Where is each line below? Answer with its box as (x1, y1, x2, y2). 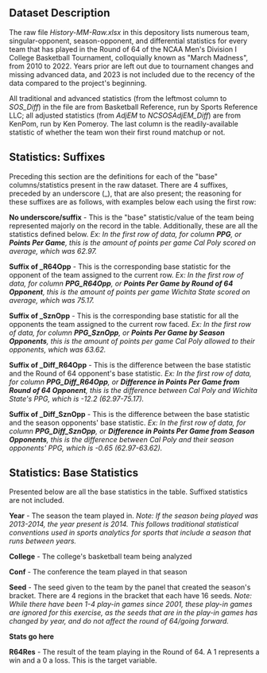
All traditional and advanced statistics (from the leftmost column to (9, 93, 227, 103)
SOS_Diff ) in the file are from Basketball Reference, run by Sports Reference (9, 102, 258, 111)
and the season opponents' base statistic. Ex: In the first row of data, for (9, 418, 246, 427)
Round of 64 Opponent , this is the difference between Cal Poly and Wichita (9, 385, 257, 395)
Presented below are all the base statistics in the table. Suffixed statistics (9, 487, 249, 496)
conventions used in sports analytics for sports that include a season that (9, 528, 251, 538)
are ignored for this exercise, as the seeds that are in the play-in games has (9, 608, 258, 617)
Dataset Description (9, 6, 110, 20)
